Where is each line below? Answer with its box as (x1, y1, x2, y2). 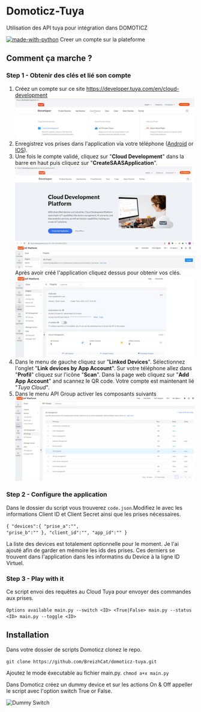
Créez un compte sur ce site (14, 85, 85, 92)
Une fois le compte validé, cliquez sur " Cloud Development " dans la (14, 152, 184, 160)
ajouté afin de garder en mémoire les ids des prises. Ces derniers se (6, 546, 175, 554)
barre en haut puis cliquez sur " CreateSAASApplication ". (14, 159, 158, 166)
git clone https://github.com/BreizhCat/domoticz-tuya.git (6, 658, 157, 664)
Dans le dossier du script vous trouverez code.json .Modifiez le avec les (6, 504, 183, 511)
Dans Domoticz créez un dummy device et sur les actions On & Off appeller (6, 681, 193, 688)
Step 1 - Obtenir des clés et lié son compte (6, 71, 131, 79)
